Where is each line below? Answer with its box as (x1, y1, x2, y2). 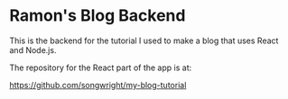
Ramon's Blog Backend (9, 5, 186, 26)
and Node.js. (9, 44, 57, 55)
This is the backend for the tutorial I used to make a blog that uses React (9, 35, 279, 46)
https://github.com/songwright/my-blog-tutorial (9, 79, 187, 90)
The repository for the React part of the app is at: (9, 62, 192, 73)
